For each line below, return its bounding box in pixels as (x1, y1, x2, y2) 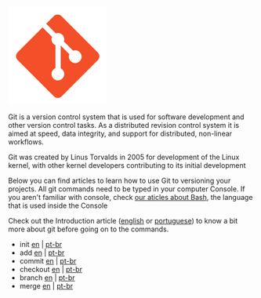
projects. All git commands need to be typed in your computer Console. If (8, 184, 245, 194)
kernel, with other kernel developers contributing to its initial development (8, 161, 246, 170)
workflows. (8, 137, 45, 147)
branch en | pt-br (19, 273, 76, 282)
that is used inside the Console (8, 201, 108, 210)
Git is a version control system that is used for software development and (8, 112, 245, 122)
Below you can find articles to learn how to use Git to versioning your (8, 176, 231, 185)
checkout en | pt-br (19, 265, 82, 274)
